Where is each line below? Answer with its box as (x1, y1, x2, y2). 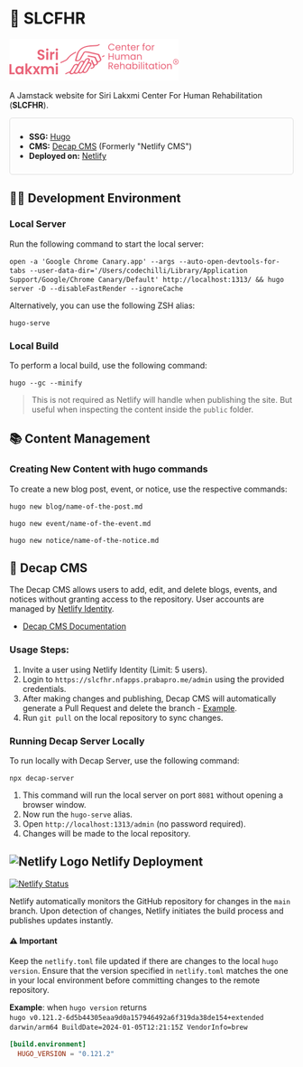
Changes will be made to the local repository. (22, 828, 191, 839)
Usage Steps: (9, 643, 69, 656)
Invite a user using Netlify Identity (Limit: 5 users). (22, 664, 208, 675)
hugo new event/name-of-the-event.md (9, 519, 151, 528)
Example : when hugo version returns (9, 1002, 147, 1013)
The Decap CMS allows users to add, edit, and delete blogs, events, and (9, 585, 278, 595)
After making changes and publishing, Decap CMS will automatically (22, 693, 277, 704)
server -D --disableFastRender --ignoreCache (9, 284, 183, 293)
